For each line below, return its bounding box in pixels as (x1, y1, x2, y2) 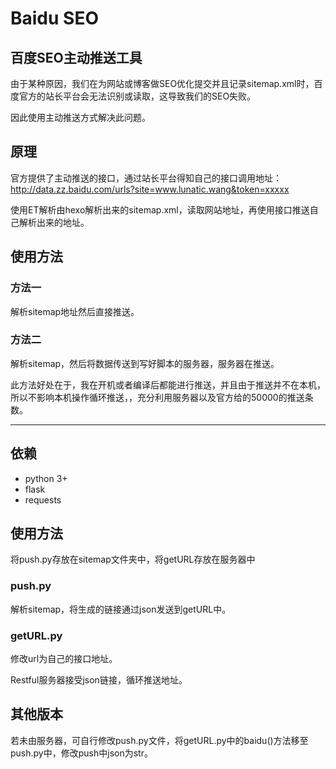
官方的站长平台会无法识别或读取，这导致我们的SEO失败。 (18, 90, 257, 102)
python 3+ (24, 472, 68, 484)
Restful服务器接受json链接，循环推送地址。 (10, 674, 188, 686)
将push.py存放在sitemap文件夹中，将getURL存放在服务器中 (10, 553, 256, 566)
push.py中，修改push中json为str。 (10, 747, 153, 759)
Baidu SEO (10, 7, 99, 30)
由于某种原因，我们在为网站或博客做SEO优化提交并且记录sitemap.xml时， (10, 78, 315, 89)
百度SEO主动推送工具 (10, 49, 143, 66)
